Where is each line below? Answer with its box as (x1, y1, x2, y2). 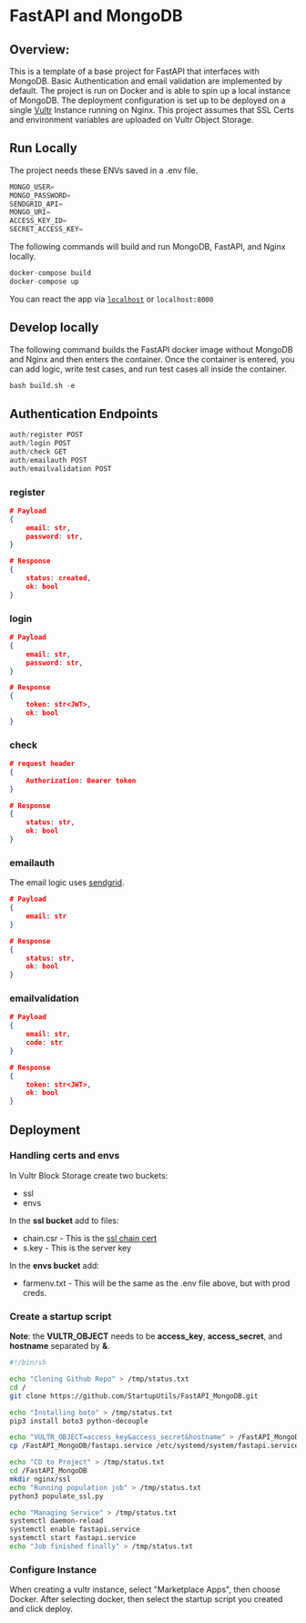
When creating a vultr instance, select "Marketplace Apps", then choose (9, 1584, 280, 1595)
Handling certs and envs (9, 1149, 120, 1162)
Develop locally (9, 320, 99, 335)
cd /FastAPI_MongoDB (9, 1466, 88, 1475)
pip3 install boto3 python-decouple (9, 1416, 148, 1425)
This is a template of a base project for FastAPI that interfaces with (9, 66, 260, 77)
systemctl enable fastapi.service (9, 1525, 141, 1535)
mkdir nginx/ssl (9, 1475, 71, 1484)
